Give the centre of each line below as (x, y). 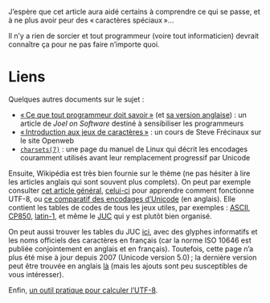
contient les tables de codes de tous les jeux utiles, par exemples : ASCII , (129, 207)
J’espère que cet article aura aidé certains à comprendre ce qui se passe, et (135, 12)
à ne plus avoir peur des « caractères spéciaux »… (91, 20)
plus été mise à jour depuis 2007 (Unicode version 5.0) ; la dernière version (133, 257)
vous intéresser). (36, 274)
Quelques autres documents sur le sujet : (76, 99)
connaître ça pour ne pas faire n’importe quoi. (84, 44)
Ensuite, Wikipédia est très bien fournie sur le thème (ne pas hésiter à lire (129, 173)
